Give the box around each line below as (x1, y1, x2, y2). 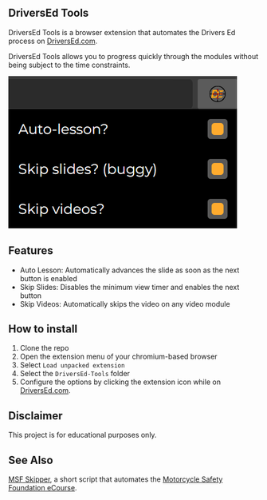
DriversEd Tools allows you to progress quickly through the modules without (8, 51, 259, 61)
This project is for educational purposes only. (8, 431, 157, 440)
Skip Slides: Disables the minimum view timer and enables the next (19, 282, 240, 292)
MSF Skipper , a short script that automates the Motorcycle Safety (8, 474, 223, 484)
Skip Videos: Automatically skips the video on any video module (19, 299, 230, 308)
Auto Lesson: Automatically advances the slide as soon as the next (19, 265, 240, 275)
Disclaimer (8, 409, 63, 423)
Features (8, 244, 53, 258)
